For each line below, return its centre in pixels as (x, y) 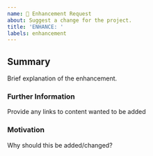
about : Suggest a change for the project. (70, 20)
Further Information (41, 97)
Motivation (26, 130)
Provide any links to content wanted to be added (76, 112)
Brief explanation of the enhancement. (62, 78)
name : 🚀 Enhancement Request (49, 14)
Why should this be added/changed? (60, 145)
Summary (29, 61)
